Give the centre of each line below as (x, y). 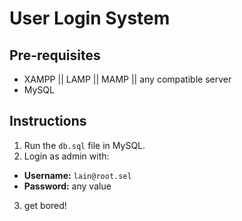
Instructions (48, 121)
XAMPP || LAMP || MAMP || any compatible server (127, 79)
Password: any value (67, 186)
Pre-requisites (55, 55)
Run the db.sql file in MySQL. (84, 145)
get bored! (45, 205)
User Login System (90, 18)
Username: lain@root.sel (77, 175)
